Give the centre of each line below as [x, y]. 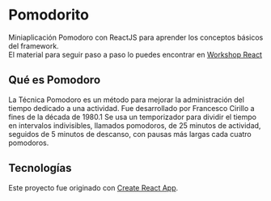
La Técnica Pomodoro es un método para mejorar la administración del [127, 100]
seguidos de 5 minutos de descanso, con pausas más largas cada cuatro [130, 134]
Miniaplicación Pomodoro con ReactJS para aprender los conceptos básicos [136, 37]
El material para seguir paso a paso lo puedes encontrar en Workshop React [135, 54]
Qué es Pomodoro [55, 80]
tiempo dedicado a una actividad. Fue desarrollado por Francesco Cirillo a [131, 108]
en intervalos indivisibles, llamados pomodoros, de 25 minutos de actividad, [135, 125]
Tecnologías [40, 168]
